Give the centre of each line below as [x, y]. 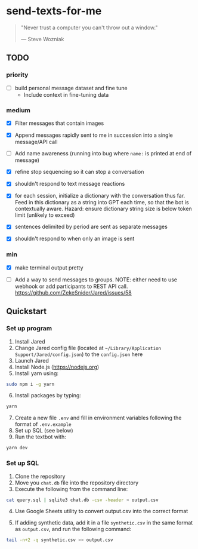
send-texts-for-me [54, 11]
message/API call [36, 142]
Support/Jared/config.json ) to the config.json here [79, 354]
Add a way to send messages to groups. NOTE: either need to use [96, 280]
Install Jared [30, 341]
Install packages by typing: [48, 395]
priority [17, 75]
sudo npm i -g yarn [30, 384]
